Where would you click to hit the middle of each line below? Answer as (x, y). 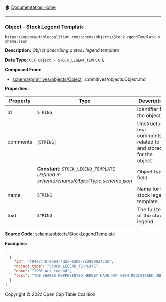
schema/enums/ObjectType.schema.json (84, 181)
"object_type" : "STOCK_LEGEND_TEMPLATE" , (57, 266)
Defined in (49, 175)
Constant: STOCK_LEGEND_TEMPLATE (76, 169)
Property (20, 101)
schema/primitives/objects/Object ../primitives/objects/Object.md (79, 79)
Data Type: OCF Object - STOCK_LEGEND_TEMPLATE (55, 60)
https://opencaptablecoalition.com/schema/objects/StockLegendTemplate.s (83, 37)
